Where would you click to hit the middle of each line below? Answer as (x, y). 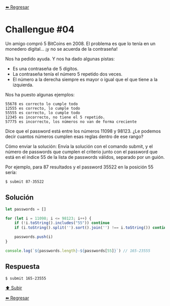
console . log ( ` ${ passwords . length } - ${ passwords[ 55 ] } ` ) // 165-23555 (78, 251)
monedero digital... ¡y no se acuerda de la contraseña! (61, 49)
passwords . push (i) (34, 237)
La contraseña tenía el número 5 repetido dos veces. (68, 74)
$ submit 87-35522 (25, 182)
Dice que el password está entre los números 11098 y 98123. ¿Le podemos (83, 131)
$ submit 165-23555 (26, 278)
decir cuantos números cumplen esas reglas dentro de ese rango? (74, 137)
